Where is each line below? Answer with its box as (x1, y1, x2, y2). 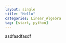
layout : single (5, 7, 36, 12)
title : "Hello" (5, 11, 36, 16)
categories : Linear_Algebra (5, 16, 62, 21)
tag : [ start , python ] (5, 20, 49, 25)
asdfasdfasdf (5, 33, 31, 39)
